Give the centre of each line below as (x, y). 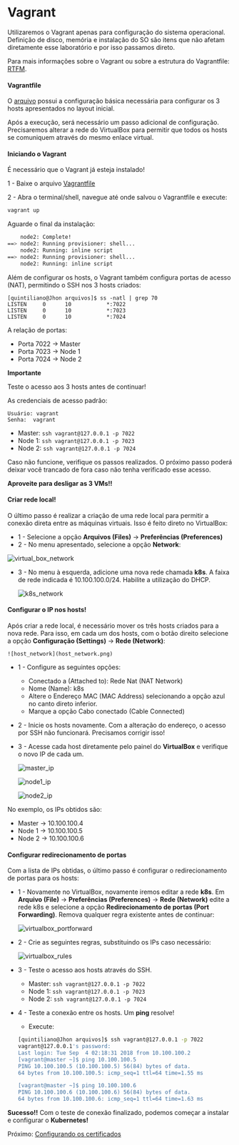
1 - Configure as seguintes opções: (69, 667)
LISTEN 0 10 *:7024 (67, 317)
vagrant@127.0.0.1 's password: (64, 1047)
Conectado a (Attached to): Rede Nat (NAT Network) (106, 681)
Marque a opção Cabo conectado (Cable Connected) (107, 711)
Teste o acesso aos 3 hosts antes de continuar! (77, 387)
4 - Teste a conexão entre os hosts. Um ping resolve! (96, 1013)
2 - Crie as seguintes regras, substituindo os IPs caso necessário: (115, 942)
